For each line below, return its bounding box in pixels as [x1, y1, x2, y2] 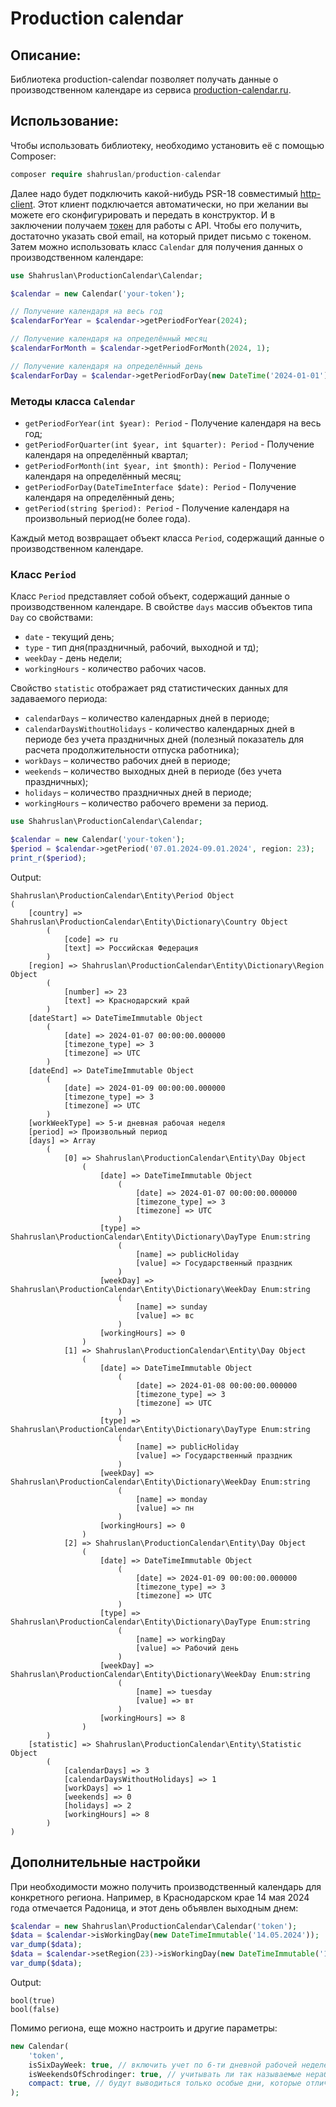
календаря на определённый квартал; [24, 448, 189, 461]
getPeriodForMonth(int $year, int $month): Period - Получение [24, 459, 297, 471]
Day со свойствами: [10, 612, 93, 624]
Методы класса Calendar [10, 394, 136, 408]
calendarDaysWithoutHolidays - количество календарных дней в [24, 723, 295, 735]
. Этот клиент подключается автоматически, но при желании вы [32, 198, 309, 210]
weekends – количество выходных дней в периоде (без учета [24, 765, 282, 777]
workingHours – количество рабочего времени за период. [24, 797, 269, 809]
